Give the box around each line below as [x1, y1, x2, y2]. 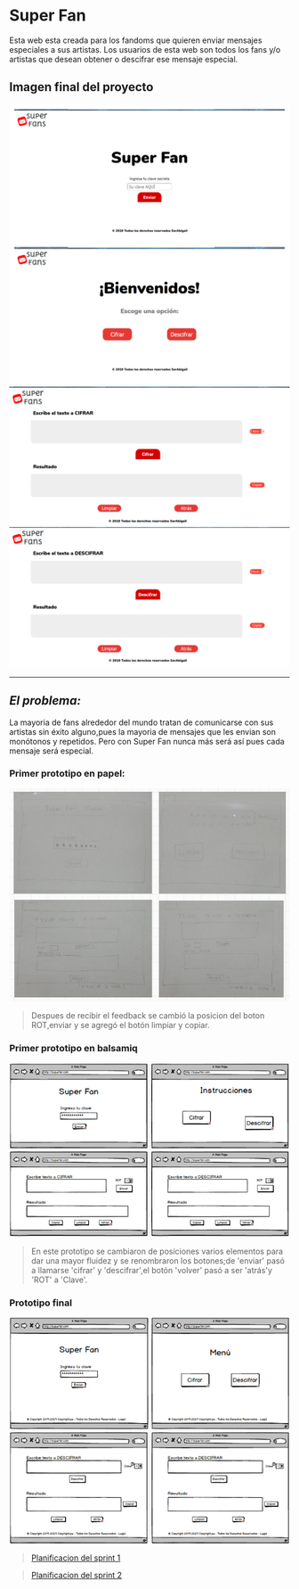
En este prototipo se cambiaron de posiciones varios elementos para [30, 1246, 283, 1256]
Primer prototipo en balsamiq [9, 1042, 138, 1055]
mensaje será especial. [9, 745, 94, 756]
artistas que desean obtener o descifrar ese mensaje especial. [9, 54, 238, 64]
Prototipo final [9, 1297, 73, 1309]
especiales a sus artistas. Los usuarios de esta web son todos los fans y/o [9, 44, 281, 54]
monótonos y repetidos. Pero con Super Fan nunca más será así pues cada [9, 736, 285, 746]
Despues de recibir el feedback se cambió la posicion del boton [30, 1010, 265, 1021]
